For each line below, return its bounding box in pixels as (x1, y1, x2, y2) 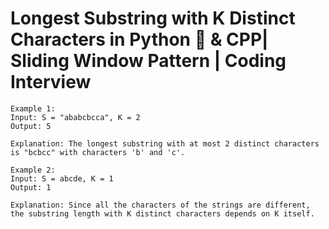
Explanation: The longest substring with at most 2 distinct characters (10, 138, 320, 149)
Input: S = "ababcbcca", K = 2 (10, 112, 141, 122)
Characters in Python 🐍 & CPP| (10, 28, 269, 51)
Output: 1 (10, 182, 52, 192)
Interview (10, 71, 92, 94)
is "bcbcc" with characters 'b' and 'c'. (10, 147, 186, 157)
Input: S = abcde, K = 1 (10, 173, 114, 184)
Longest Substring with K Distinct (10, 7, 296, 30)
